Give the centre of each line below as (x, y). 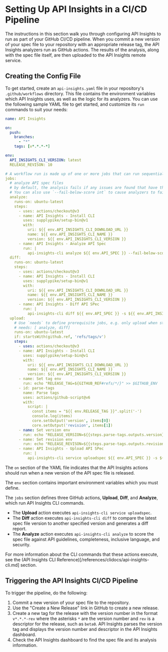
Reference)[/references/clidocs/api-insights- (103, 559)
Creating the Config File (43, 76)
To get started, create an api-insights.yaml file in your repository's (74, 88)
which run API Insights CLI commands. (45, 503)
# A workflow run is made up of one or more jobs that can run (72, 174)
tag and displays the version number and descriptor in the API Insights (85, 629)
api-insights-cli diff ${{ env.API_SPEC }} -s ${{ (81, 313)
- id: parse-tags (36, 388)
